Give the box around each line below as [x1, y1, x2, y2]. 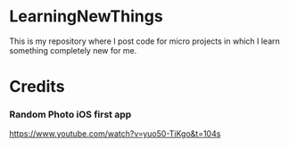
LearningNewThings [9, 6, 163, 27]
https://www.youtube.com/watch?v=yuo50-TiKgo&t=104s [9, 128, 221, 139]
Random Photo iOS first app [9, 109, 132, 121]
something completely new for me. [9, 45, 137, 55]
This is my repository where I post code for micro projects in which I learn [9, 36, 281, 46]
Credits [9, 77, 65, 97]
